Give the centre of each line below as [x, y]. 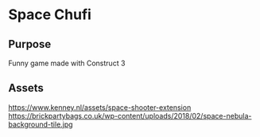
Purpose [30, 44]
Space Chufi [50, 15]
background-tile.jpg [41, 124]
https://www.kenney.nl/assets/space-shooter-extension [100, 107]
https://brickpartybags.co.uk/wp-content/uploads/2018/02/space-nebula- [130, 115]
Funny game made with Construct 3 [67, 63]
